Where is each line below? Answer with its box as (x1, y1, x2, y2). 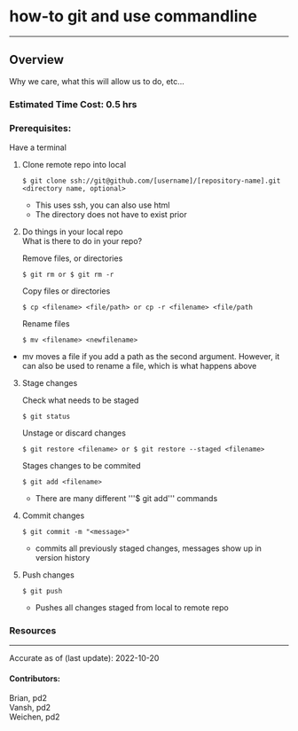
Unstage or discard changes (21, 428, 127, 438)
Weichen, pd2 (9, 711, 60, 722)
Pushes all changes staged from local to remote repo (35, 601, 229, 613)
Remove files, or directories (21, 253, 123, 263)
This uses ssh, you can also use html (35, 200, 170, 210)
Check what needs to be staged (21, 395, 139, 405)
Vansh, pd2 (9, 703, 51, 713)
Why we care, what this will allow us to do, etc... (9, 75, 184, 86)
